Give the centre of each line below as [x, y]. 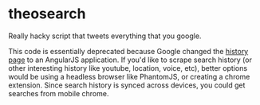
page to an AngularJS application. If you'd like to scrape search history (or [130, 60]
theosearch [47, 14]
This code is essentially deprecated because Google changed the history [128, 51]
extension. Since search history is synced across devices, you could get [127, 85]
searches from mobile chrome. [59, 93]
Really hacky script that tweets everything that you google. [105, 36]
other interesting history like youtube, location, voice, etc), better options [128, 68]
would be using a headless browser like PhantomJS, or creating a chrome [129, 76]
